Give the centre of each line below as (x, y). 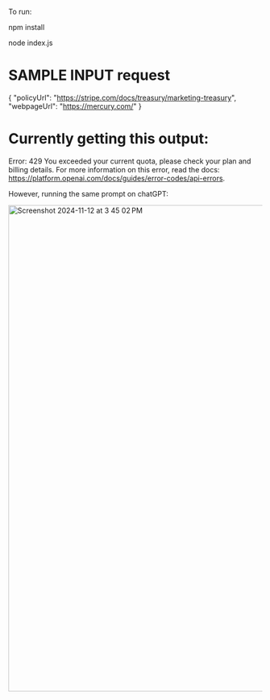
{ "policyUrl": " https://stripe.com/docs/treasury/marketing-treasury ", (122, 97)
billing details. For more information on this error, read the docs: (114, 169)
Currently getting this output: (109, 139)
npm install (27, 27)
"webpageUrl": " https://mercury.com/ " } (75, 106)
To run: (20, 12)
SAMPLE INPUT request (89, 75)
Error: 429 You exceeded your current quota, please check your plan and (130, 161)
